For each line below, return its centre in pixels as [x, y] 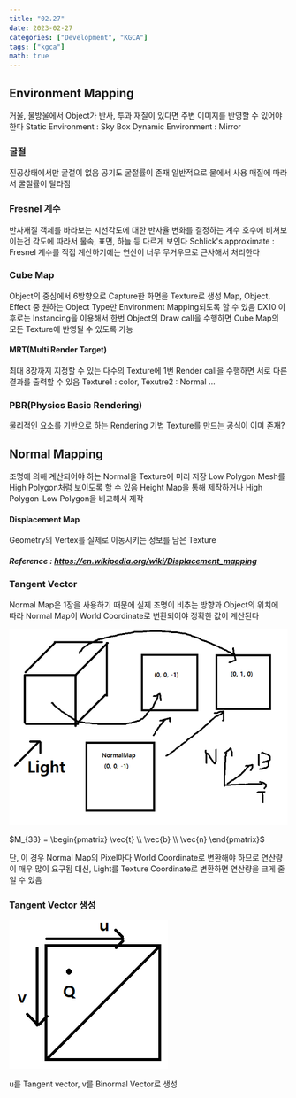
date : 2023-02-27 [41, 28]
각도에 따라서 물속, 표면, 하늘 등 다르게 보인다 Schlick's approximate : [153, 241]
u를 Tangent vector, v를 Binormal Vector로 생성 [94, 1084]
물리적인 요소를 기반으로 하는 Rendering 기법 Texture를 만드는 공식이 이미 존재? [147, 426]
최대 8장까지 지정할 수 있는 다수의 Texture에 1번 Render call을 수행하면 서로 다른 [148, 371]
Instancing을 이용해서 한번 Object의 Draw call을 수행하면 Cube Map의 [156, 318]
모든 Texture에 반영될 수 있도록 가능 [72, 329]
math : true [29, 56]
